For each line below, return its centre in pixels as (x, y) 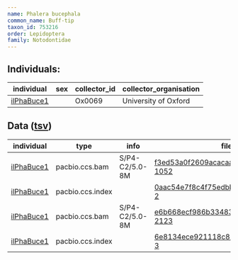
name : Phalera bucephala (44, 14)
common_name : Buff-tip (41, 21)
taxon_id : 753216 (33, 27)
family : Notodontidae (39, 40)
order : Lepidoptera (36, 34)
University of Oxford (156, 101)
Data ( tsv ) (30, 126)
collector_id (95, 89)
